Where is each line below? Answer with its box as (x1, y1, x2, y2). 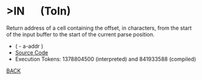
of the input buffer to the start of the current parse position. (6, 30, 155, 38)
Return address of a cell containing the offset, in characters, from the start (6, 24, 192, 32)
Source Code (15, 48, 49, 56)
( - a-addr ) (15, 42, 44, 50)
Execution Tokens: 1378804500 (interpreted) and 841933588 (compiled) (15, 55, 197, 62)
